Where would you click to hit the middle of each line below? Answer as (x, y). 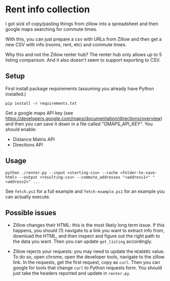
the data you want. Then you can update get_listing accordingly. (82, 241)
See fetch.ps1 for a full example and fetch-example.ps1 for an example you (85, 191)
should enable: (21, 129)
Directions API (28, 144)
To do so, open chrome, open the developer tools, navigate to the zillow (89, 257)
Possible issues (31, 212)
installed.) (16, 94)
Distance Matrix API (34, 139)
